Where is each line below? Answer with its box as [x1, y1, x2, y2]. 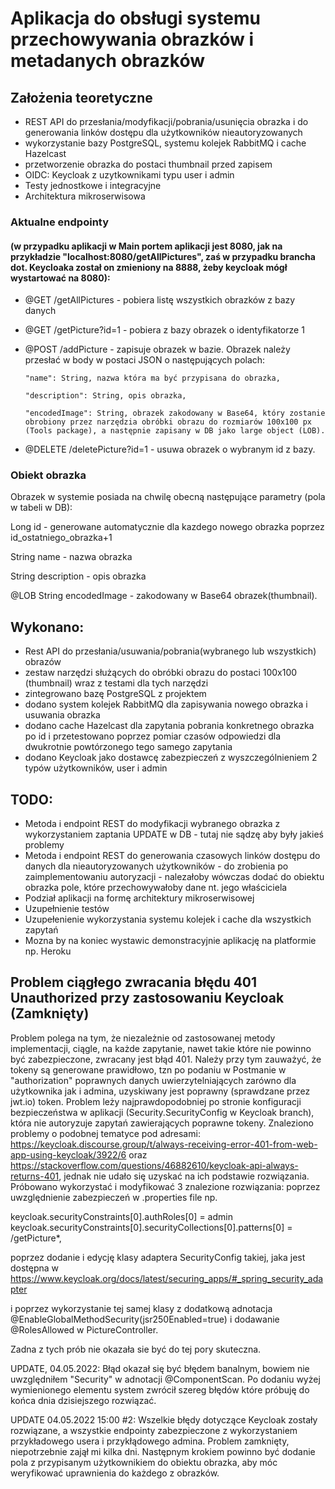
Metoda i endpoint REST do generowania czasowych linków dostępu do [24, 850, 321, 862]
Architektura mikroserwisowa [24, 190, 146, 202]
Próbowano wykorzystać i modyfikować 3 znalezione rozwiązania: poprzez [10, 1180, 321, 1192]
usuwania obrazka [24, 709, 101, 721]
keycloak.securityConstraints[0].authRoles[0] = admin [10, 1210, 233, 1222]
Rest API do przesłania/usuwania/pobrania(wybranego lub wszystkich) [24, 645, 317, 657]
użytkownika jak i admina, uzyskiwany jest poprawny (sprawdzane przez [10, 1085, 311, 1097]
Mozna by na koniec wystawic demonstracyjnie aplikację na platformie [24, 935, 317, 947]
